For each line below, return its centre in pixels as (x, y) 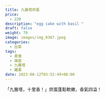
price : (12, 14)
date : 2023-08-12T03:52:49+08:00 (40, 75)
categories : (17, 42)
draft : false (19, 28)
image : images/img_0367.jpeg (35, 38)
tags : (11, 51)
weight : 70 (16, 33)
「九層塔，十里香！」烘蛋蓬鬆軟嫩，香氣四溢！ (53, 89)
